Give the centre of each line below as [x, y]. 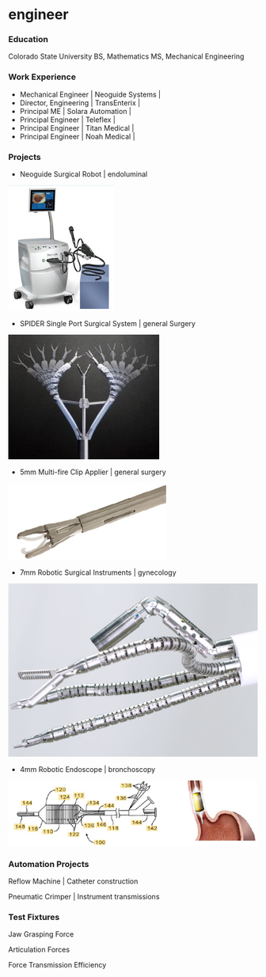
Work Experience [42, 77]
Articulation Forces [39, 950]
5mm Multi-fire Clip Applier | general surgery [93, 472]
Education [28, 40]
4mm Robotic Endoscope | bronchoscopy [87, 770]
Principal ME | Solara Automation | [76, 111]
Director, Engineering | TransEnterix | [80, 103]
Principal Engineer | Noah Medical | [78, 136]
